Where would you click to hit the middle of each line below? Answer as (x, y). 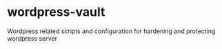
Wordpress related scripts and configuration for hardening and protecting (111, 31)
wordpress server (32, 38)
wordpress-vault (56, 12)
